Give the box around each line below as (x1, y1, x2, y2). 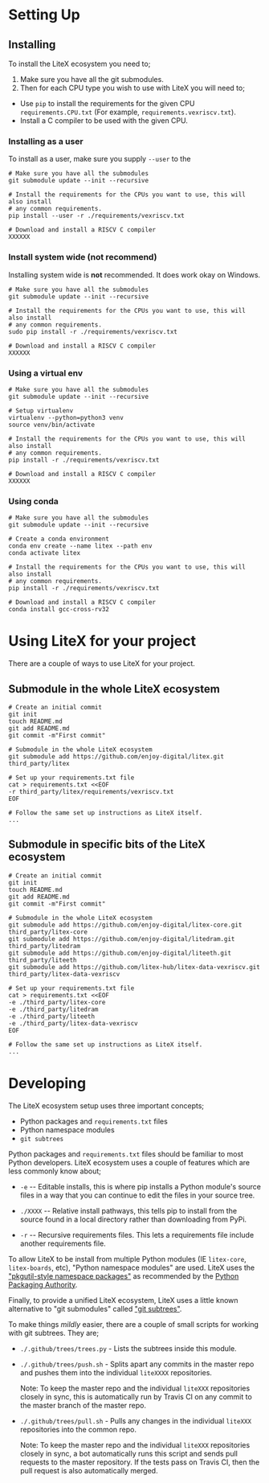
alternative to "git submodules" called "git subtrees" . (8, 1304, 182, 1313)
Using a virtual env (8, 368, 84, 379)
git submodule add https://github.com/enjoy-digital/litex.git (8, 752, 225, 761)
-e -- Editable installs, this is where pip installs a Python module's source (19, 1181, 261, 1191)
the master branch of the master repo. (19, 1400, 147, 1410)
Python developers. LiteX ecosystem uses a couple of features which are (8, 1157, 251, 1167)
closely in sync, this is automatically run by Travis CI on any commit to (19, 1391, 253, 1401)
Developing (8, 1074, 87, 1092)
